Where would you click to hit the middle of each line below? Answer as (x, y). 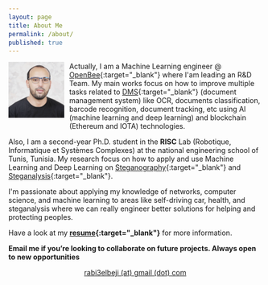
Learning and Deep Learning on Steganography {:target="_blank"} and (125, 167)
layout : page (30, 17)
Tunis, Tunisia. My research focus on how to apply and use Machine (121, 159)
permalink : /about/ (41, 34)
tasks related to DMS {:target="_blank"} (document (153, 92)
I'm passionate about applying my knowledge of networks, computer (122, 192)
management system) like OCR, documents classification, (165, 101)
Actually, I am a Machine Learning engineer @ (145, 66)
